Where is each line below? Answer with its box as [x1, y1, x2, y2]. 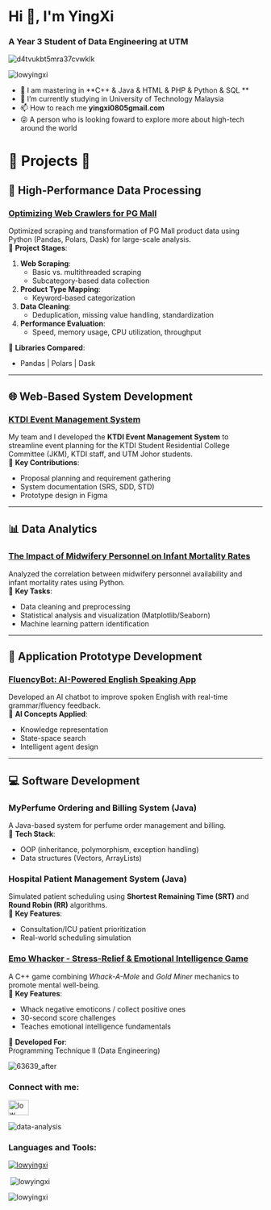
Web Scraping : [19, 259, 71, 268]
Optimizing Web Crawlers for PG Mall [8, 207, 157, 218]
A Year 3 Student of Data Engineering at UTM [8, 36, 189, 48]
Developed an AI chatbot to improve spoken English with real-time [8, 692, 228, 702]
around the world [19, 123, 78, 133]
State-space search [19, 734, 86, 743]
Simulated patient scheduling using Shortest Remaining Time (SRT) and [8, 892, 249, 901]
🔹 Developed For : [8, 1037, 67, 1046]
